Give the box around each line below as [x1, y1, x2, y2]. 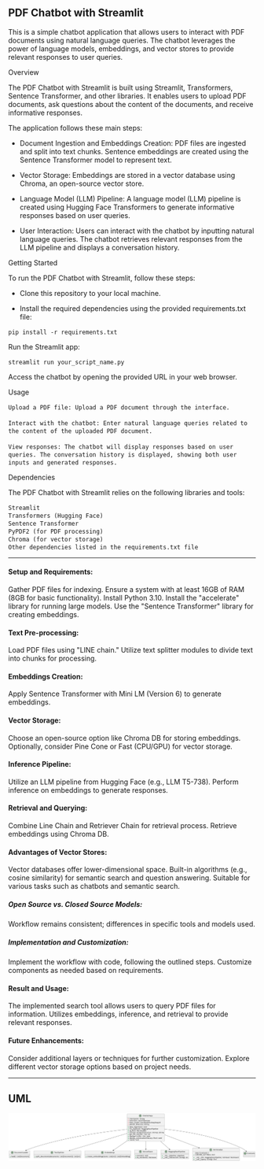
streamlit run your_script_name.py [8, 358, 125, 366]
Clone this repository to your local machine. [19, 288, 161, 298]
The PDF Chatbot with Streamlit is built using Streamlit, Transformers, [8, 83, 233, 92]
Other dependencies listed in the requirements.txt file [8, 543, 199, 551]
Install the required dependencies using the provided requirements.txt [19, 303, 246, 313]
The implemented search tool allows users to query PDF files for [8, 1001, 216, 1011]
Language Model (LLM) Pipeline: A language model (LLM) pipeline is [19, 194, 241, 203]
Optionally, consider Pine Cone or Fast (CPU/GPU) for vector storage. [8, 742, 233, 751]
